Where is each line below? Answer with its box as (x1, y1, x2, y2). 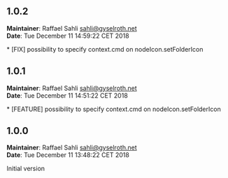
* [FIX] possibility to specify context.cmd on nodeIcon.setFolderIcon (6, 45, 204, 53)
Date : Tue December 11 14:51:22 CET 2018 (6, 91, 129, 100)
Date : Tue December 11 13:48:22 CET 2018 (6, 151, 130, 159)
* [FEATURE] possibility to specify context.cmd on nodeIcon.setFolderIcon (6, 105, 221, 113)
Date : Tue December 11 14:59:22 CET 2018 (6, 31, 130, 40)
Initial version (6, 164, 45, 173)
